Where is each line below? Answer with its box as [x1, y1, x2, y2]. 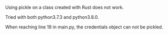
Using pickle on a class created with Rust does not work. [5, 5, 124, 10]
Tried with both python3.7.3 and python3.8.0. [5, 14, 99, 20]
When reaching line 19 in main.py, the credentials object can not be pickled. [5, 24, 163, 30]
